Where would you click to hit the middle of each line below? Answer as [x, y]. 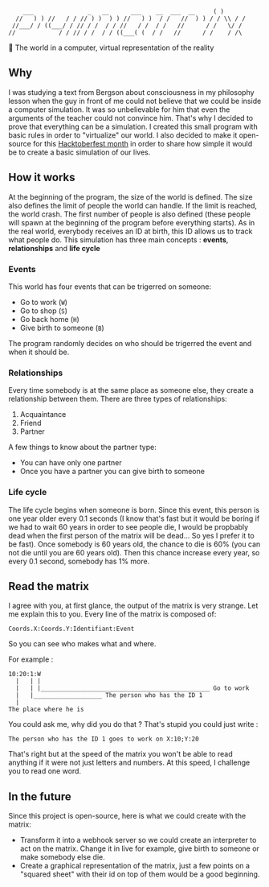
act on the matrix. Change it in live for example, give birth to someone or [139, 848]
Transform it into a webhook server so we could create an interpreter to [138, 840]
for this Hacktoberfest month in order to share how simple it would [143, 143]
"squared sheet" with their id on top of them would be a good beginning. [140, 874]
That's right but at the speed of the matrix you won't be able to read [120, 754]
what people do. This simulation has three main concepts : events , [118, 239]
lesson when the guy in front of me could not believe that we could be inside [135, 101]
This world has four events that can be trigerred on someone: [110, 287]
